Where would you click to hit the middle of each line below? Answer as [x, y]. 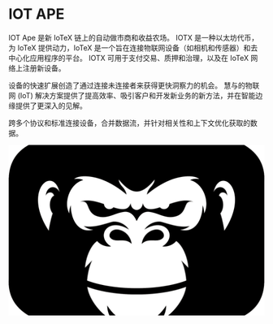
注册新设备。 [44, 68]
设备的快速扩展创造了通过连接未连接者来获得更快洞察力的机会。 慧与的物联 [134, 85]
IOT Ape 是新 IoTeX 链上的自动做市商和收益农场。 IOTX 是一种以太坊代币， [134, 37]
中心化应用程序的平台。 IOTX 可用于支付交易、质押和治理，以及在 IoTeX [129, 58]
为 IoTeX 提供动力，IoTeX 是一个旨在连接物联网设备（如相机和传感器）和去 [133, 48]
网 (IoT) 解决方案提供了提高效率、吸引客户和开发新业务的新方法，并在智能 [132, 95]
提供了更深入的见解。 [51, 106]
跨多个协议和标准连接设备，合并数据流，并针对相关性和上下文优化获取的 [129, 123]
